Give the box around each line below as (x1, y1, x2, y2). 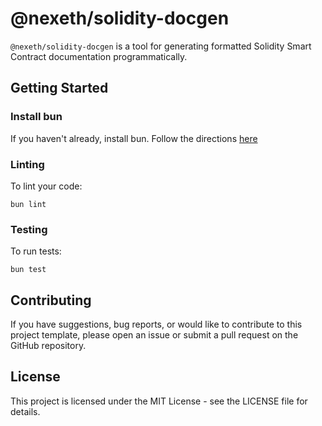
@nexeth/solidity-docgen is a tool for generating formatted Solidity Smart (10, 40, 312, 52)
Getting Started (10, 80, 109, 97)
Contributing (10, 292, 92, 309)
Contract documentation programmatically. (10, 50, 188, 62)
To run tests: (10, 245, 62, 257)
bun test (10, 265, 47, 275)
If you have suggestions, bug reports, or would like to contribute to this (10, 318, 303, 331)
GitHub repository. (10, 340, 87, 352)
